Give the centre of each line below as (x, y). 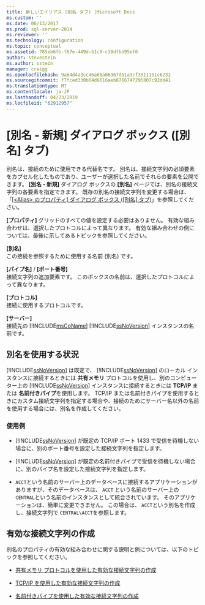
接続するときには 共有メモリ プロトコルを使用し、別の (101, 378)
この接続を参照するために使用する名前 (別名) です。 (71, 256)
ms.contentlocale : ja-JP (38, 92)
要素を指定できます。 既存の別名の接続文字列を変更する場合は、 (108, 192)
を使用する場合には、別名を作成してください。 (65, 408)
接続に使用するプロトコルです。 (47, 305)
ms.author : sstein (30, 63)
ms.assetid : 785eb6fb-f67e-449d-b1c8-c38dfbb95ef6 (72, 52)
